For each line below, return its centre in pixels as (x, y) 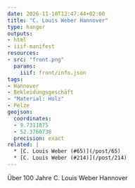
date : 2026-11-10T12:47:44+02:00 (56, 14)
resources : (23, 54)
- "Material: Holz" (36, 99)
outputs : (20, 33)
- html (17, 40)
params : (25, 66)
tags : (15, 79)
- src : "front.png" (36, 60)
